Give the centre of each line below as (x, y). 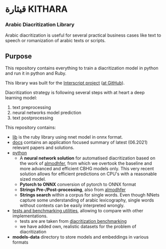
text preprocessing (31, 107)
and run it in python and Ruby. (36, 73)
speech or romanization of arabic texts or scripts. (55, 41)
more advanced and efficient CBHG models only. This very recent (87, 169)
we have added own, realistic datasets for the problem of (78, 227)
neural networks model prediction (47, 113)
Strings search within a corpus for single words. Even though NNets (89, 195)
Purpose (19, 56)
